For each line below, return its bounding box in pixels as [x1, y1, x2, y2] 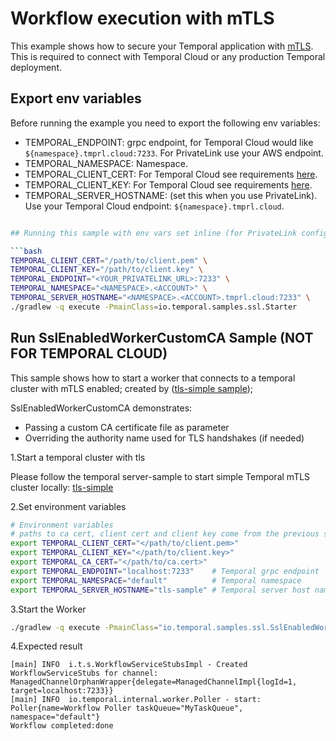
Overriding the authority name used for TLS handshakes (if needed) [24, 432, 305, 444]
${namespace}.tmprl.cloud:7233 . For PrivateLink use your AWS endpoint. [24, 147, 324, 159]
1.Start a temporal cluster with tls [10, 451, 146, 463]
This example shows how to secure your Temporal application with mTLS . [10, 40, 314, 52]
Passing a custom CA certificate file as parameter [24, 421, 230, 433]
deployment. [10, 61, 62, 73]
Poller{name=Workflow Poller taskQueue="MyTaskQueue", [10, 703, 244, 714]
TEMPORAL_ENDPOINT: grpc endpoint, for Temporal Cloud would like [24, 136, 314, 148]
